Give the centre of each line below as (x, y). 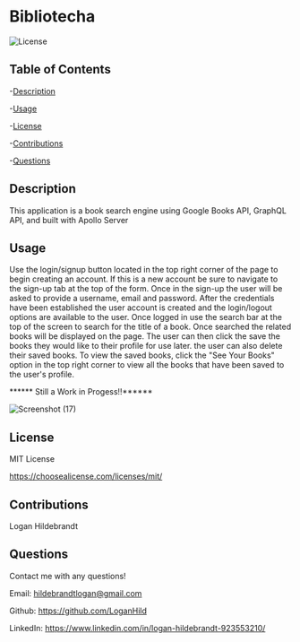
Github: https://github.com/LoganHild (78, 611)
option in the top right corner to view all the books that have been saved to (147, 365)
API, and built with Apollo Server (69, 220)
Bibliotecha (52, 17)
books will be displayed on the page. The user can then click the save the (145, 336)
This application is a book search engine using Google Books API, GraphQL (148, 210)
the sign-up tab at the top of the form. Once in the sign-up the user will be (146, 289)
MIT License (32, 459)
